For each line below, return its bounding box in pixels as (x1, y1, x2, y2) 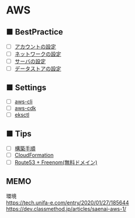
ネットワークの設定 (14, 50, 62, 57)
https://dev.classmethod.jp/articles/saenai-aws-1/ (6, 206, 127, 213)
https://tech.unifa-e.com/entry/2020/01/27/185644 (6, 199, 129, 206)
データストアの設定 (14, 65, 62, 72)
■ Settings (6, 83, 47, 93)
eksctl (14, 111, 29, 118)
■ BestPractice (6, 27, 63, 37)
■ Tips (6, 128, 32, 138)
